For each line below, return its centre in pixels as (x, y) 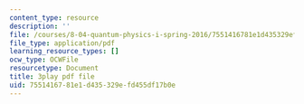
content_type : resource (54, 18)
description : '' (40, 26)
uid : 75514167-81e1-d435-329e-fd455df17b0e (93, 85)
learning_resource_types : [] (64, 52)
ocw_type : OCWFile (44, 60)
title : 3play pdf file (52, 77)
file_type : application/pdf (62, 43)
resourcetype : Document (54, 69)
